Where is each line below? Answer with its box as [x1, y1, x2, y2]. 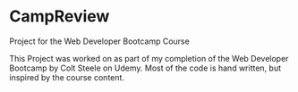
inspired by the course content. [9, 71, 125, 82]
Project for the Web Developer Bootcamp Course [9, 36, 190, 46]
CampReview [9, 6, 110, 27]
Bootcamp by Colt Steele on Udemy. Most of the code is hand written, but [9, 63, 282, 73]
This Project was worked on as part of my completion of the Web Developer [9, 53, 289, 63]
